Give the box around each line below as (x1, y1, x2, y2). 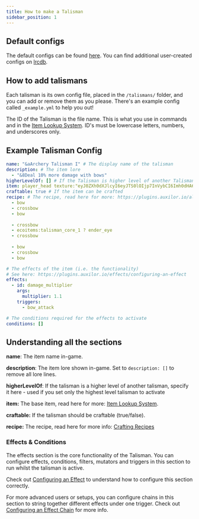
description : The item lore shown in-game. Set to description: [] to (6, 364, 175, 372)
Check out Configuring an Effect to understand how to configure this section (6, 476, 193, 483)
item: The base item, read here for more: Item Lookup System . (6, 400, 159, 407)
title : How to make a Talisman (6, 8, 84, 15)
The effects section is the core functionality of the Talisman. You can (6, 451, 174, 458)
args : (17, 288, 31, 294)
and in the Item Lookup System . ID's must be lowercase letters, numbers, (6, 122, 185, 129)
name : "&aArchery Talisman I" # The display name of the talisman (6, 161, 174, 167)
